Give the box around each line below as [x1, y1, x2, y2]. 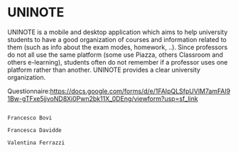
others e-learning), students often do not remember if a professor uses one [7, 58, 228, 66]
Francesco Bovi [7, 114, 53, 121]
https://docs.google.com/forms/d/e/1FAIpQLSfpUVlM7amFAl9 [49, 87, 231, 95]
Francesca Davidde [7, 126, 62, 134]
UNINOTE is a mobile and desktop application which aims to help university [7, 28, 228, 36]
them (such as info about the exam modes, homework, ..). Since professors [7, 43, 228, 51]
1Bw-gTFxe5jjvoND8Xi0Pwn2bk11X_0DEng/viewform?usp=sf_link [7, 94, 198, 103]
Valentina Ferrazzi [7, 139, 65, 146]
